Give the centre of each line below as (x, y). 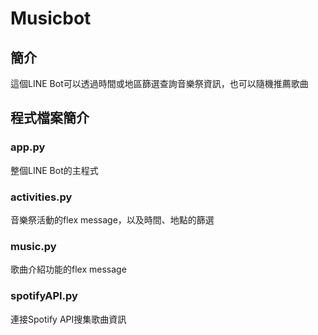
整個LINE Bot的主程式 (54, 170)
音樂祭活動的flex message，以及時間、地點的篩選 (112, 219)
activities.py (41, 197)
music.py (33, 246)
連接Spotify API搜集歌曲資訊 (68, 319)
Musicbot (51, 18)
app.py (28, 147)
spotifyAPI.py (44, 296)
